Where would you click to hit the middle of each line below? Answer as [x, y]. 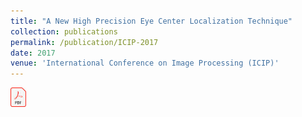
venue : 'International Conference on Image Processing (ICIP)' [145, 63]
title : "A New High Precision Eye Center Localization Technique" [151, 21]
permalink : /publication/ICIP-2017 [84, 42]
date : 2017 [33, 53]
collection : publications [64, 31]
